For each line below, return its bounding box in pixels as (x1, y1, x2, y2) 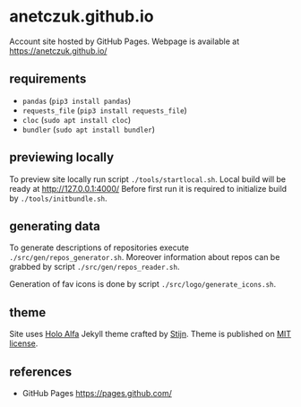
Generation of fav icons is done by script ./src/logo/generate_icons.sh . (9, 279, 277, 290)
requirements (9, 72, 87, 87)
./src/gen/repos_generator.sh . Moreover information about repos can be (9, 252, 280, 263)
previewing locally (9, 150, 115, 165)
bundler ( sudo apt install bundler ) (21, 124, 155, 134)
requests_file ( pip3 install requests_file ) (21, 105, 188, 116)
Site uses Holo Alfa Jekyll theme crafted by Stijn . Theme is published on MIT (9, 329, 292, 340)
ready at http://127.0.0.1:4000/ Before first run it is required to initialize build (9, 183, 288, 194)
